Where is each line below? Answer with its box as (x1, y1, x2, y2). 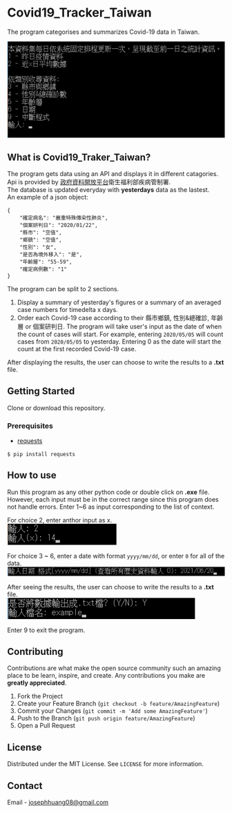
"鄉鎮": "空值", (19, 236, 62, 243)
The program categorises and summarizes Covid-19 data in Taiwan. (7, 28, 200, 36)
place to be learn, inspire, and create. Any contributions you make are (7, 672, 206, 680)
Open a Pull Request (17, 721, 76, 729)
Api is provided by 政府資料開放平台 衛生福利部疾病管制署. (7, 177, 171, 186)
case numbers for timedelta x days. (17, 305, 119, 313)
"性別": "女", (19, 244, 57, 251)
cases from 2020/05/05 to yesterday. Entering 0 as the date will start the (17, 337, 222, 346)
